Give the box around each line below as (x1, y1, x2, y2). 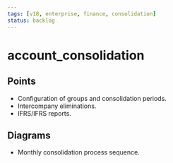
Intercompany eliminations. (17, 102, 97, 110)
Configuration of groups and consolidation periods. (17, 94, 167, 102)
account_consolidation (7, 47, 145, 64)
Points (7, 76, 37, 87)
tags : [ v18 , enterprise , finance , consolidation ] (7, 10, 157, 18)
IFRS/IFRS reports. (17, 109, 72, 117)
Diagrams (7, 129, 51, 141)
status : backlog (7, 17, 55, 24)
